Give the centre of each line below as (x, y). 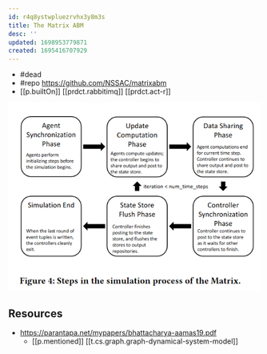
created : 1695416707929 (48, 51)
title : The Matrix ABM (46, 25)
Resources (36, 314)
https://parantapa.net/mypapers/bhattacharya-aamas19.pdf (118, 333)
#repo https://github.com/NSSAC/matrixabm (93, 83)
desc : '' (23, 34)
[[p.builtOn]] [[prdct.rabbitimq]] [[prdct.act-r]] (95, 91)
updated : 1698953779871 (48, 42)
